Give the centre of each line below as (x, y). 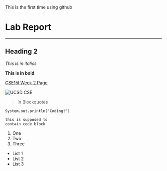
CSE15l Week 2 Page (27, 83)
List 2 (18, 159)
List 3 (18, 164)
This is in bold (20, 73)
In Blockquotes (33, 102)
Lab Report (28, 27)
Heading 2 (22, 52)
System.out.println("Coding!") (38, 111)
